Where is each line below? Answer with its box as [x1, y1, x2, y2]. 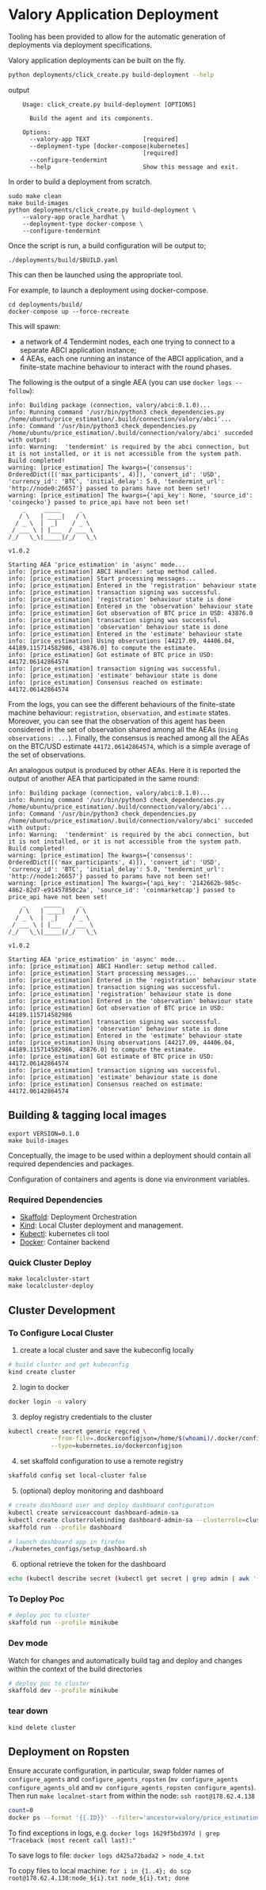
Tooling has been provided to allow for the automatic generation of [8, 32, 226, 41]
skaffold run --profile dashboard [8, 1523, 123, 1531]
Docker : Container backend [19, 1237, 110, 1247]
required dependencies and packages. [8, 1159, 135, 1168]
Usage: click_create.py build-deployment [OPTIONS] [22, 101, 196, 109]
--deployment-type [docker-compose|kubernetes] [28, 142, 190, 150]
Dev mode [8, 1638, 48, 1649]
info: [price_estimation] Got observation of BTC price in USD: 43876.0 [8, 609, 253, 617]
